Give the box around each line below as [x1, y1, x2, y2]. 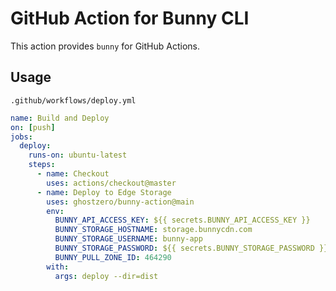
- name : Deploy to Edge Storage [36, 187, 172, 197]
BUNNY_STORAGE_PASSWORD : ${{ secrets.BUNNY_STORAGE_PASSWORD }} [54, 243, 329, 253]
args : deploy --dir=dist [54, 271, 159, 281]
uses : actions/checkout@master [46, 178, 177, 188]
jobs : [10, 132, 33, 142]
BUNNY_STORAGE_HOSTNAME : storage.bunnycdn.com [54, 225, 253, 235]
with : [46, 262, 70, 272]
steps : [28, 160, 56, 170]
